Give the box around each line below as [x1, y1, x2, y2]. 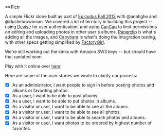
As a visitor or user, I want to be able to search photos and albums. [12, 115, 146, 120]
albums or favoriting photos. [12, 87, 69, 94]
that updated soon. [5, 54, 43, 60]
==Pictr [5, 4, 20, 10]
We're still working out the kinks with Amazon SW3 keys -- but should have [5, 49, 156, 54]
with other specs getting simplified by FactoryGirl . [5, 39, 106, 45]
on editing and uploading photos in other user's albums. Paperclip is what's [5, 29, 156, 34]
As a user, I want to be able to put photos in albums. [12, 98, 116, 104]
